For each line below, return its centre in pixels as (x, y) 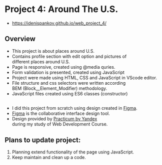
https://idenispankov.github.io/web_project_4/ (59, 23)
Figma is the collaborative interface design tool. (61, 113)
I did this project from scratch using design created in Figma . (75, 108)
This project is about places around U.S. (53, 51)
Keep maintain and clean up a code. (49, 157)
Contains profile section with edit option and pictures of (69, 56)
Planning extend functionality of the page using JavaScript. (73, 152)
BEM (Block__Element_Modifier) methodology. (59, 88)
